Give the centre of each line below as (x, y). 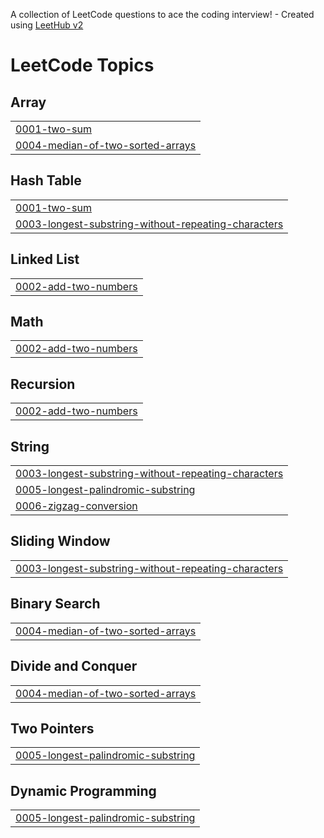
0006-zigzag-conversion (76, 506)
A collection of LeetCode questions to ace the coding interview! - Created (162, 14)
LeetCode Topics (82, 65)
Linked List (45, 259)
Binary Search (55, 604)
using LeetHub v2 (47, 25)
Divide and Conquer (74, 666)
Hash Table (46, 180)
